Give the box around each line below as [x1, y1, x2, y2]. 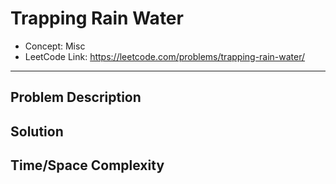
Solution [10, 123, 64, 140]
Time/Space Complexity [10, 157, 165, 174]
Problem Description [10, 89, 142, 106]
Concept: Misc [24, 40, 86, 52]
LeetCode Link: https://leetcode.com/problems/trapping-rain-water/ [24, 50, 306, 62]
